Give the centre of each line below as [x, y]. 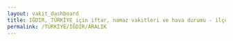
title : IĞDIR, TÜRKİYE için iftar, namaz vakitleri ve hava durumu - [110, 20]
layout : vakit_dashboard [43, 14]
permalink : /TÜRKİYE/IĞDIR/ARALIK [57, 26]
